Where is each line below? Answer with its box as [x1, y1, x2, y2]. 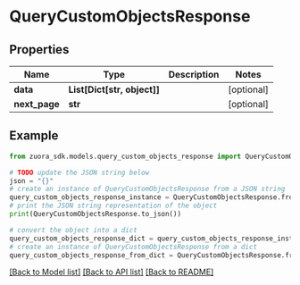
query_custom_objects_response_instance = [9, 193, 170, 202]
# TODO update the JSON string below [9, 168, 150, 177]
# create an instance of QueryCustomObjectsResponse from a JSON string [9, 185, 286, 194]
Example [9, 128, 59, 144]
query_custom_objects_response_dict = [9, 234, 154, 243]
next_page [13, 98, 60, 110]
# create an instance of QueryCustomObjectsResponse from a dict [9, 242, 257, 251]
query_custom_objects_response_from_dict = [9, 250, 174, 260]
